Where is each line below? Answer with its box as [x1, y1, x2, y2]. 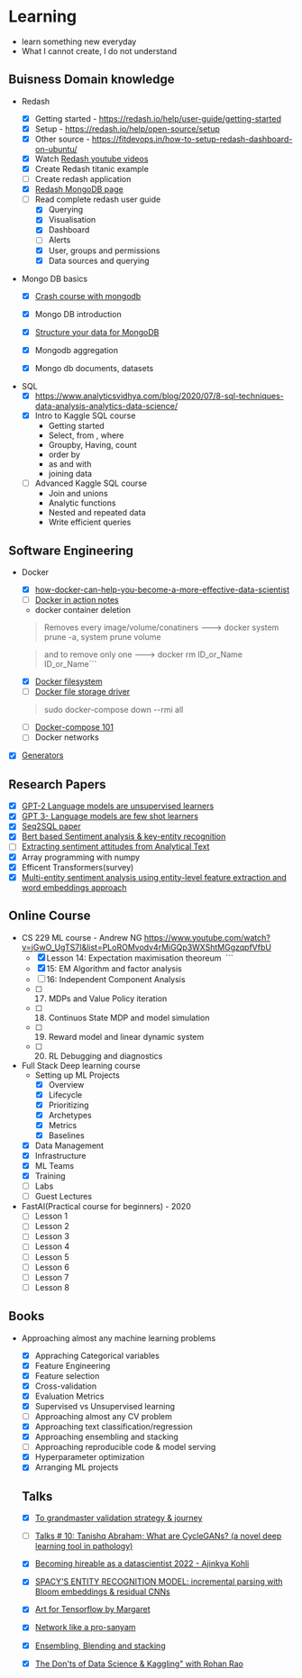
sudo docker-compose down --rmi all [43, 705, 184, 716]
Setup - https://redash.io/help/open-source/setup [34, 123, 220, 134]
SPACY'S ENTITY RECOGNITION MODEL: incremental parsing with [34, 1576, 283, 1587]
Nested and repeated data [48, 507, 146, 518]
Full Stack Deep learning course [21, 1060, 141, 1071]
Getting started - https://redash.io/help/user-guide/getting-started [34, 113, 281, 123]
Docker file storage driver [34, 687, 131, 698]
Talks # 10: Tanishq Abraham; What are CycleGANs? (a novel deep [34, 1530, 282, 1542]
